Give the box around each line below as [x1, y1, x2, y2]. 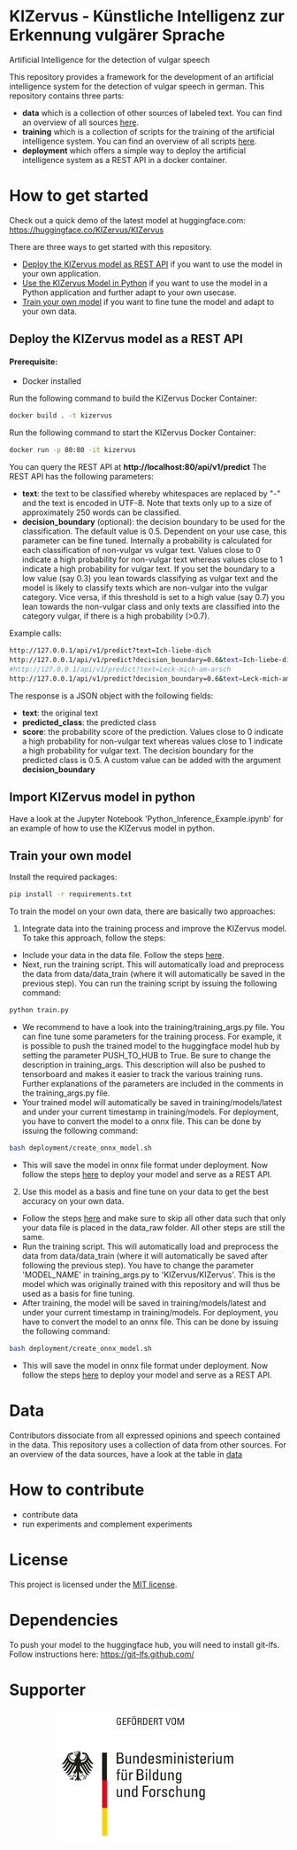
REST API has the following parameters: [9, 472, 155, 482]
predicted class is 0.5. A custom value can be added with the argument [21, 754, 281, 765]
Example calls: [9, 628, 62, 639]
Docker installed [21, 376, 82, 386]
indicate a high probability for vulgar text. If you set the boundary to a [21, 564, 276, 574]
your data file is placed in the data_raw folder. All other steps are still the [21, 1222, 286, 1233]
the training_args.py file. [21, 1088, 110, 1098]
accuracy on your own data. [21, 1195, 125, 1206]
